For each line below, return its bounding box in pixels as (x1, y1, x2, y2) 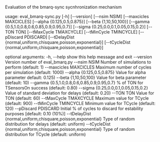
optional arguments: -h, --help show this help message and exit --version (5, 54, 152, 60)
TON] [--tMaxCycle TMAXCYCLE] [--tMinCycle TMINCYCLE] (15, 29, 138, 35)
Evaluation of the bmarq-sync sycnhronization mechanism (5, 4, 122, 10)
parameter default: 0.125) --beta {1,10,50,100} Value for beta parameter (5, 75, 147, 80)
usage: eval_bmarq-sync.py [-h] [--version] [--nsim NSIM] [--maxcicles (5, 14, 149, 19)
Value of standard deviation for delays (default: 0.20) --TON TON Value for (5, 90, 155, 96)
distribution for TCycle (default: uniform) (5, 131, 86, 137)
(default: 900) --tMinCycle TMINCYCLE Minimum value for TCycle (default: (5, 101, 156, 106)
